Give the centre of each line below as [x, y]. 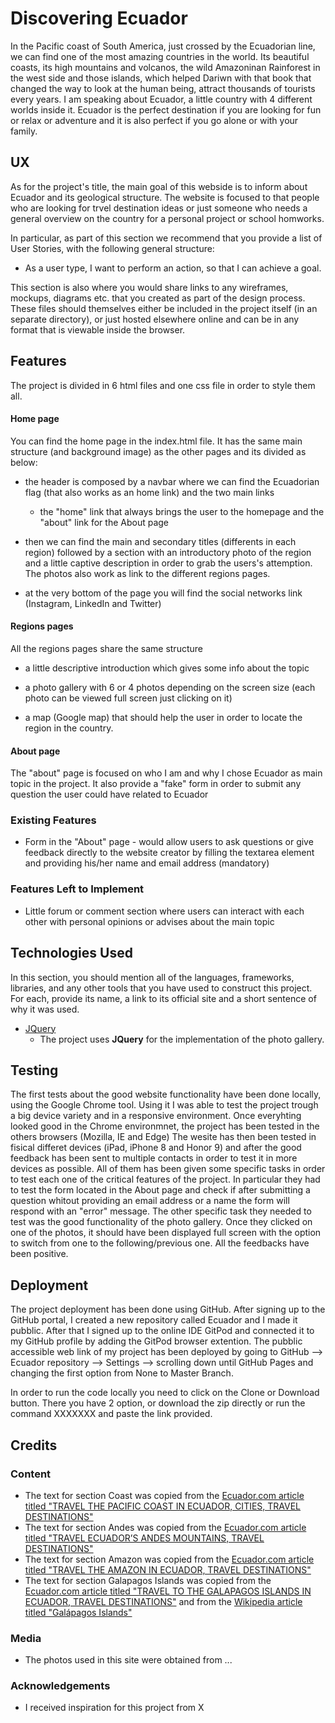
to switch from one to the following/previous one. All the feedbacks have [160, 1243]
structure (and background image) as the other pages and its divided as [158, 451]
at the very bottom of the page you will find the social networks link [163, 593]
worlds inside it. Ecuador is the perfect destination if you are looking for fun [166, 109]
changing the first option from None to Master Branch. [122, 1373]
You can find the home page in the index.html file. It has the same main [156, 441]
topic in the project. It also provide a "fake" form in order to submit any [156, 784]
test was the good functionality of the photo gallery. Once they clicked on [161, 1222]
